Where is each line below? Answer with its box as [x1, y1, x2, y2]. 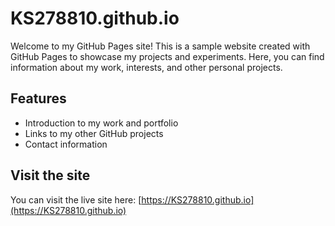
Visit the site [10, 167, 91, 184]
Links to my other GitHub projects [24, 127, 164, 139]
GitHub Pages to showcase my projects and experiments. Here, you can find [10, 50, 325, 62]
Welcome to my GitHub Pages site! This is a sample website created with [10, 40, 311, 52]
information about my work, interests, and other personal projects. [10, 61, 283, 73]
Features [10, 90, 67, 107]
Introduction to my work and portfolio [24, 117, 179, 129]
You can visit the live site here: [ [10, 193, 142, 206]
